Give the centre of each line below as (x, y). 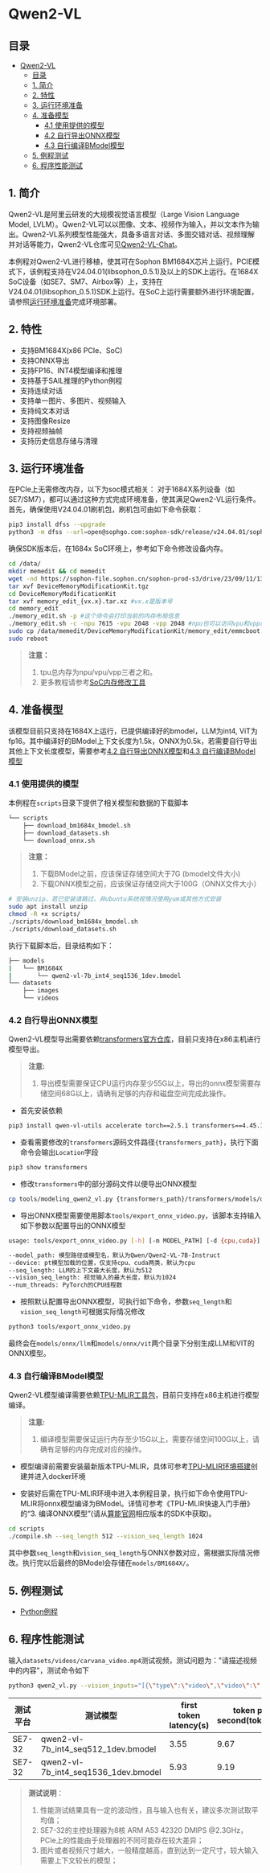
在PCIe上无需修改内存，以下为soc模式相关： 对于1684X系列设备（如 (122, 489)
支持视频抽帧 (41, 430)
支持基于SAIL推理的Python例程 (71, 380)
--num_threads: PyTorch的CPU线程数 (65, 1285)
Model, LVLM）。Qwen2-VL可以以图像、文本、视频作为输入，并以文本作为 (131, 224)
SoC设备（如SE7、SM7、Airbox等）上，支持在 (86, 281)
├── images (41, 991)
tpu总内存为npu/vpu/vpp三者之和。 (98, 672)
